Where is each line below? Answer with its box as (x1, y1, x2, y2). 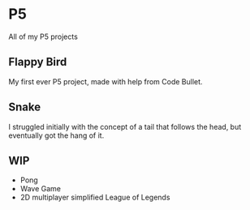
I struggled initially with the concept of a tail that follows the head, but (8, 122, 242, 131)
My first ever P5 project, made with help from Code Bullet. (8, 76, 203, 86)
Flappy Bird (8, 55, 67, 69)
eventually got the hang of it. (8, 131, 105, 140)
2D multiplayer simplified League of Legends (19, 192, 170, 203)
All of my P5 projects (8, 32, 79, 41)
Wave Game (19, 184, 61, 194)
